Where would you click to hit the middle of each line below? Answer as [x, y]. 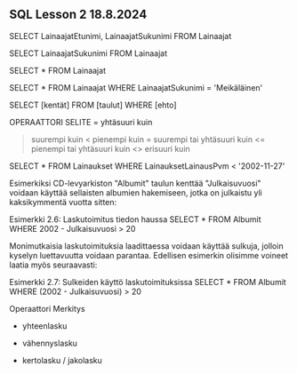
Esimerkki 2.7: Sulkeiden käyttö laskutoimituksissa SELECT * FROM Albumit [148, 282]
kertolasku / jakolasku [62, 360]
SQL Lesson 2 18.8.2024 [78, 15]
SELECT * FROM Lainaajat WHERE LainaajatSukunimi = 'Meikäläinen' [136, 87]
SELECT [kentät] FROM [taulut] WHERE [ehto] [93, 105]
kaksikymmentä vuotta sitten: [63, 202]
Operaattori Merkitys [48, 308]
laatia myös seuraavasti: [53, 265]
